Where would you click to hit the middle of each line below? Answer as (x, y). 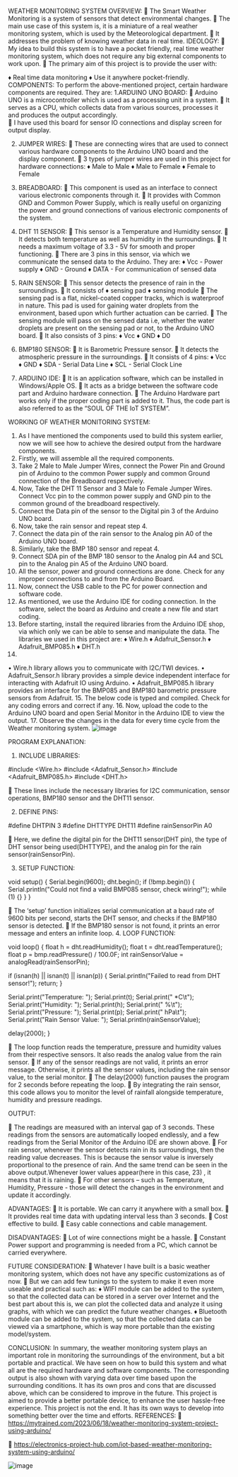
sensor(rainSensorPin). (42, 854)
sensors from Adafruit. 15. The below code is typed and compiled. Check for (119, 698)
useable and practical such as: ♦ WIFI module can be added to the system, (117, 1289)
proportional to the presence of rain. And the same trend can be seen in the (118, 1165)
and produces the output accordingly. (63, 115)
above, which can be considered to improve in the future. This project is (113, 1393)
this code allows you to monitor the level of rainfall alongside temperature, (116, 1092)
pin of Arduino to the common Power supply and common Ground (114, 473)
